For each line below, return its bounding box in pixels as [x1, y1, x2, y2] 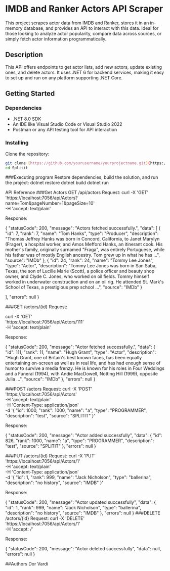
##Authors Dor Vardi [5, 561, 49, 567]
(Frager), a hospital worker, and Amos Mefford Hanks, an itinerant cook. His [5, 241, 163, 248]
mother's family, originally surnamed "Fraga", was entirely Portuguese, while [5, 247, 165, 253]
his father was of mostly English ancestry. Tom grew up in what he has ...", [5, 252, 160, 258]
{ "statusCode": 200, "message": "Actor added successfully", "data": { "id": [5, 433, 163, 439]
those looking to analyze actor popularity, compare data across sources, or [5, 30, 162, 36]
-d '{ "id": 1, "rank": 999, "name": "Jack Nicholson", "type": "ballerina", [5, 474, 152, 481]
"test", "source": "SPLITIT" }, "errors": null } [5, 443, 96, 449]
